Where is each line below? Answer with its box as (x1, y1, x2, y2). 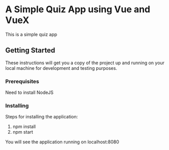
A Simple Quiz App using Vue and (5, 4, 151, 15)
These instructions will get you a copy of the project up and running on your (5, 60, 164, 66)
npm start (12, 129, 33, 135)
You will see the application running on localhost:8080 (5, 139, 120, 145)
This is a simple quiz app (5, 31, 58, 37)
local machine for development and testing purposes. (5, 65, 118, 71)
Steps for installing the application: (5, 114, 78, 120)
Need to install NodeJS (5, 89, 54, 95)
